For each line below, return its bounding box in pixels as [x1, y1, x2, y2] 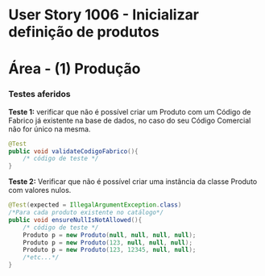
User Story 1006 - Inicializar [8, 6, 200, 24]
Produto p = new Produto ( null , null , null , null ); [23, 231, 197, 239]
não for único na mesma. [8, 123, 91, 134]
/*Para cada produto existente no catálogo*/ [8, 208, 164, 217]
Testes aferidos [8, 89, 71, 100]
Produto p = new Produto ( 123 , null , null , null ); [23, 238, 193, 247]
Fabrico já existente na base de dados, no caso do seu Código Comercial [8, 115, 251, 125]
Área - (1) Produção [8, 60, 141, 78]
